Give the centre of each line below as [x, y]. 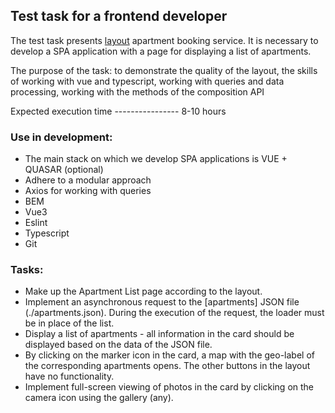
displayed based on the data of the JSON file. [118, 345]
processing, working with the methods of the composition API [137, 91]
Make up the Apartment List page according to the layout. [143, 291]
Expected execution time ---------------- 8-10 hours [118, 111]
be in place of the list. [69, 323]
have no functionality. [69, 376]
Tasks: [27, 270]
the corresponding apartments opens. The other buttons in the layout [167, 366]
